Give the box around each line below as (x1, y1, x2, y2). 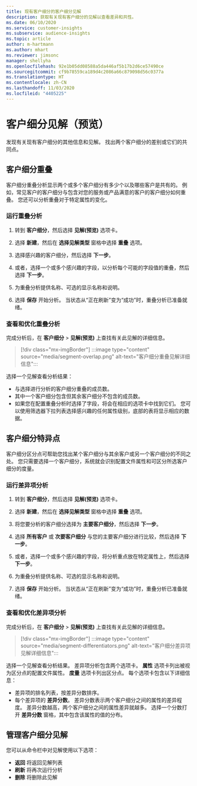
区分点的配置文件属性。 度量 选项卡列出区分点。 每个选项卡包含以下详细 (11, 669, 185, 676)
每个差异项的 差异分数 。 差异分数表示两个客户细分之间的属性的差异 (14, 696, 177, 703)
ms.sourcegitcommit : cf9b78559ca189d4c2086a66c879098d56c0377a (6, 69, 164, 75)
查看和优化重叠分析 (6, 320, 60, 328)
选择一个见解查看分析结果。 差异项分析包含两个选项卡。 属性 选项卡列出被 (6, 662, 185, 669)
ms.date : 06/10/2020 (6, 19, 57, 25)
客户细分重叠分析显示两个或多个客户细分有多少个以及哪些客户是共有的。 (6, 181, 181, 188)
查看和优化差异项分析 (6, 609, 66, 617)
